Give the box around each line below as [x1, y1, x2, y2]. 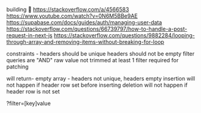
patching [6, 63, 29, 70]
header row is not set [6, 88, 60, 95]
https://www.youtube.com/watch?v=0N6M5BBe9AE [6, 12, 138, 20]
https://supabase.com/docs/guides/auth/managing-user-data [6, 19, 162, 26]
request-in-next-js [6, 32, 53, 39]
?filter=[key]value [6, 100, 51, 107]
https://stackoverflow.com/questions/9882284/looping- [53, 32, 195, 39]
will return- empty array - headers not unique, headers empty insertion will [6, 75, 195, 82]
